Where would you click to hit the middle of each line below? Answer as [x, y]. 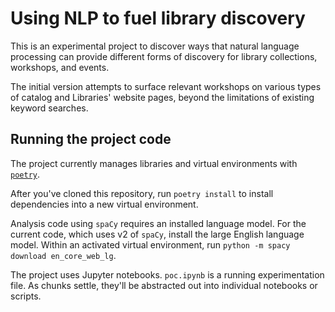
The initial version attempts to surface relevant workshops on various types [166, 86]
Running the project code [91, 139]
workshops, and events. [60, 67]
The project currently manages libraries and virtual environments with [154, 163]
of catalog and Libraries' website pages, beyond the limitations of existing [162, 97]
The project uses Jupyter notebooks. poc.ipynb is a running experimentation [167, 274]
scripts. [26, 296]
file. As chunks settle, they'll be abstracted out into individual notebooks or [164, 285]
